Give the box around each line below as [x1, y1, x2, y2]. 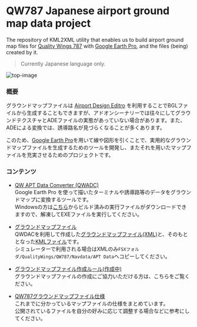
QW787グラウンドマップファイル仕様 [14, 292, 105, 299]
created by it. [6, 48, 38, 55]
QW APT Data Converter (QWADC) [14, 181, 99, 188]
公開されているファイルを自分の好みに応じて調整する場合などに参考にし [14, 307, 190, 314]
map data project [6, 17, 91, 30]
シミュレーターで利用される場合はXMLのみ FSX [14, 245, 126, 252]
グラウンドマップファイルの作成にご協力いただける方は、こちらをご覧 [14, 273, 185, 280]
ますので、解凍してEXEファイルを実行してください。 [14, 211, 143, 218]
